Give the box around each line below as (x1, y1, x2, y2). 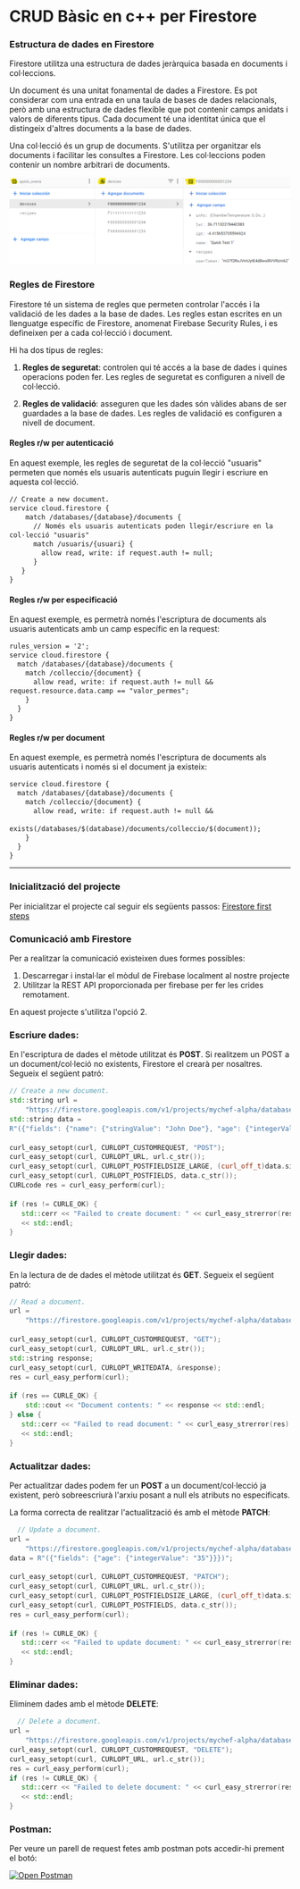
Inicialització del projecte (9, 880, 121, 893)
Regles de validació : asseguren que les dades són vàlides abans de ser (21, 398, 287, 408)
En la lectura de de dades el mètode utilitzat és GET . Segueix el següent (9, 1269, 275, 1280)
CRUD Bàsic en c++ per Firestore (9, 6, 257, 27)
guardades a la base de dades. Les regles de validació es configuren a (21, 407, 283, 418)
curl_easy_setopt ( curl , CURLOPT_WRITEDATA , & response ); (9, 1363, 221, 1373)
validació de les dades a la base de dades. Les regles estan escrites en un (9, 308, 283, 319)
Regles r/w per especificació (9, 594, 118, 605)
